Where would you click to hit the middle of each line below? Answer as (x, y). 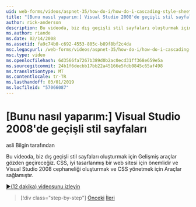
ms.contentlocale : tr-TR (36, 77)
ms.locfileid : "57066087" (37, 88)
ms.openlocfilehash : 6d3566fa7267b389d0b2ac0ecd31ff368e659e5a (85, 60)
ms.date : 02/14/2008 (31, 39)
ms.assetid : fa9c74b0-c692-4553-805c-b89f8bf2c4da (69, 44)
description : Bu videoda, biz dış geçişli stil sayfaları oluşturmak (92, 28)
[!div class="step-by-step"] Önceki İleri (67, 198)
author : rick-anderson (34, 22)
